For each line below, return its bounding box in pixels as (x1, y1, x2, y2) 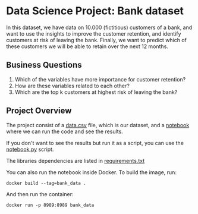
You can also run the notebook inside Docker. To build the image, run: (6, 168, 177, 176)
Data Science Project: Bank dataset (6, 4, 184, 18)
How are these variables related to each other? (14, 82, 130, 89)
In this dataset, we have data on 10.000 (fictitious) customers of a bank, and (6, 24, 193, 31)
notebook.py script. (6, 146, 54, 153)
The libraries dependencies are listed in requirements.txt (6, 157, 144, 164)
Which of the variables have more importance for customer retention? (14, 75, 186, 83)
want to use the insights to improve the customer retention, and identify (6, 30, 181, 37)
